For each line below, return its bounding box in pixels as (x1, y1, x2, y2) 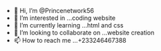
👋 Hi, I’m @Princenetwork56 (13, 7, 95, 14)
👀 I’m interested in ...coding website (13, 14, 116, 22)
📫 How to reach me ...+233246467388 (13, 37, 126, 44)
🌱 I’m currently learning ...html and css (13, 21, 124, 29)
